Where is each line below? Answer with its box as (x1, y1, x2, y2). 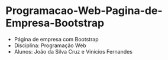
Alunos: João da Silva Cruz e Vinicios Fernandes (14, 48, 133, 55)
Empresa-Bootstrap (5, 16, 105, 30)
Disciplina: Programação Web (14, 42, 86, 49)
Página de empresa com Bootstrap (14, 36, 99, 43)
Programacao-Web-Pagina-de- (5, 4, 163, 17)
